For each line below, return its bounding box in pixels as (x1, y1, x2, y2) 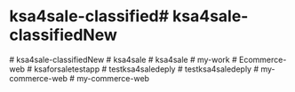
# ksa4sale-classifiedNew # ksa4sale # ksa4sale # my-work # (9, 54, 237, 65)
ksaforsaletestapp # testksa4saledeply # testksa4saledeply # (34, 64, 259, 74)
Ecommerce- (238, 54, 287, 65)
